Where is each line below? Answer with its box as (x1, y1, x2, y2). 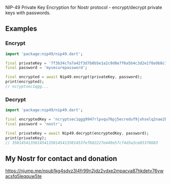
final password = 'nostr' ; (5, 121, 63, 126)
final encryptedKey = (5, 117, 51, 122)
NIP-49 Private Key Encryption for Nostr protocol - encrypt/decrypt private (5, 5, 162, 10)
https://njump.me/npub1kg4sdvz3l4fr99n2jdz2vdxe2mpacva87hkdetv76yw (5, 168, 164, 174)
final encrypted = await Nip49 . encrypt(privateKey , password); (5, 74, 142, 80)
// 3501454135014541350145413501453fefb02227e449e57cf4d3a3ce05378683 (5, 140, 158, 145)
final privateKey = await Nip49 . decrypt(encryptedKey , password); (5, 130, 149, 136)
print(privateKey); (5, 135, 47, 141)
